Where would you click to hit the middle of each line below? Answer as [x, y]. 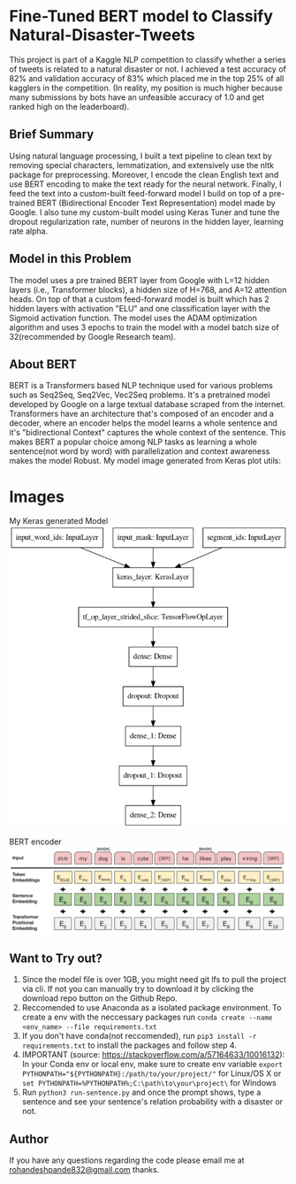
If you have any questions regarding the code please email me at [127, 1160]
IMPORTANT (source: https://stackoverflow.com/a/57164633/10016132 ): [153, 1055]
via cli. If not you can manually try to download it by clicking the [138, 989]
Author [29, 1139]
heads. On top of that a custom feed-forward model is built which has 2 [139, 299]
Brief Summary [52, 135]
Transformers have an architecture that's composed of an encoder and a [141, 414]
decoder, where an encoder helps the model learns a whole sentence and [144, 423]
